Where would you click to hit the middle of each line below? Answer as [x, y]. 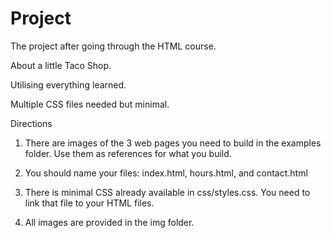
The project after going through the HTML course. [113, 46]
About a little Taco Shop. [61, 65]
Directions [31, 123]
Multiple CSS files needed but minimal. [90, 104]
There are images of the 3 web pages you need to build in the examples [173, 143]
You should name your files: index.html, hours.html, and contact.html [166, 173]
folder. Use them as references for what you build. [128, 153]
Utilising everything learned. [68, 84]
